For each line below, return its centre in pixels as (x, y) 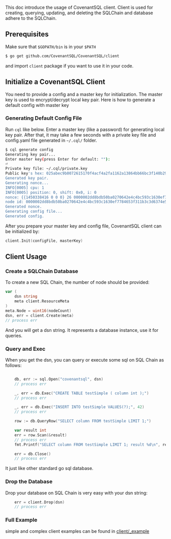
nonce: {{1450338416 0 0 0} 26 (38, 197)
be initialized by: (22, 231)
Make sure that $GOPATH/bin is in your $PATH (51, 47)
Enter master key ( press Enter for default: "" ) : (58, 159)
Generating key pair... (31, 154)
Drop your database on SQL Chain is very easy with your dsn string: (76, 492)
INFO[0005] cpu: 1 (25, 188)
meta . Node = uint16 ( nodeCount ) (38, 311)
